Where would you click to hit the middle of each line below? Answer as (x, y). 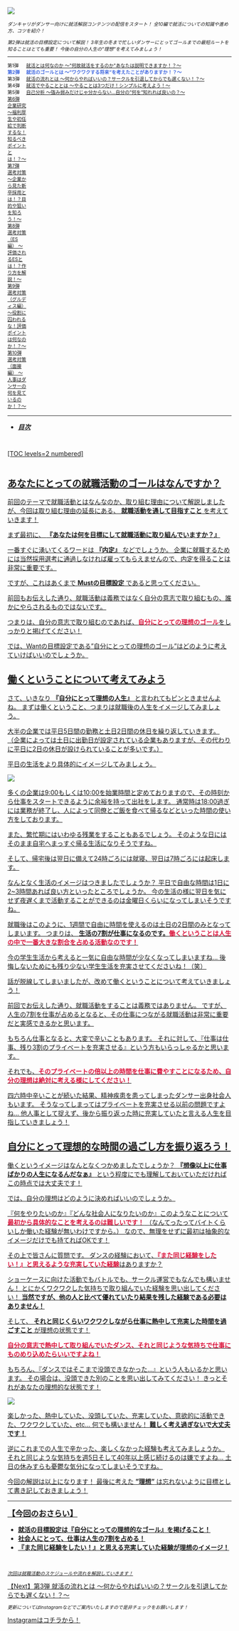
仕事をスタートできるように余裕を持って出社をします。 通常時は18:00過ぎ (121, 801)
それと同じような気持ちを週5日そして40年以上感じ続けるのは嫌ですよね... (116, 1457)
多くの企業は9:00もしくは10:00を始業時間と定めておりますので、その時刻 (116, 792)
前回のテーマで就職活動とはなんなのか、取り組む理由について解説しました (116, 502)
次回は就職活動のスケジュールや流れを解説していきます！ (70, 1574)
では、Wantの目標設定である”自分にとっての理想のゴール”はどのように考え (117, 646)
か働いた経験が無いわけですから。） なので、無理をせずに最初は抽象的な (125, 1231)
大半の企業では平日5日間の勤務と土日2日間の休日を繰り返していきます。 (114, 731)
